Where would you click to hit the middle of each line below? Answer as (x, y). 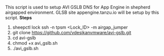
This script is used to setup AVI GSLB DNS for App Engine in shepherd (78, 7)
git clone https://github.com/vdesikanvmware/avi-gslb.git (72, 32)
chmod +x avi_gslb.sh (35, 43)
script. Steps (19, 18)
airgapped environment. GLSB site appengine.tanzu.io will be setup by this (82, 12)
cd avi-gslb (24, 38)
